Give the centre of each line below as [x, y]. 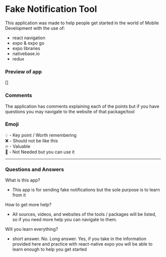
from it [19, 195]
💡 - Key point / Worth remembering [41, 135]
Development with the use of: [35, 28]
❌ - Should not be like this [32, 140]
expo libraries [26, 48]
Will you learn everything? [32, 229]
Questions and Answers [35, 169]
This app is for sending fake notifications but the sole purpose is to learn [86, 190]
